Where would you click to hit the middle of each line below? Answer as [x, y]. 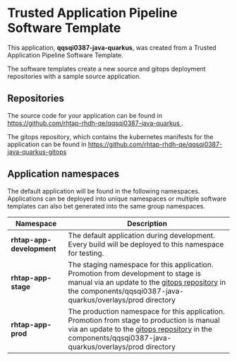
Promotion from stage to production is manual [144, 320]
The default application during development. [141, 235]
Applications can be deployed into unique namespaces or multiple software [117, 199]
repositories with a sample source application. [74, 76]
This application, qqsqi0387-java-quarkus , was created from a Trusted [112, 47]
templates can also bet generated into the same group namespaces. [107, 206]
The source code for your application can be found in [85, 115]
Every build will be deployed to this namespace [146, 244]
